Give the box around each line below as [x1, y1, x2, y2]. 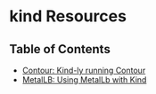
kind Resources [9, 6, 127, 27]
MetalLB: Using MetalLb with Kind [21, 74, 147, 85]
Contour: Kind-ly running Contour [21, 65, 146, 75]
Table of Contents [9, 42, 111, 57]
